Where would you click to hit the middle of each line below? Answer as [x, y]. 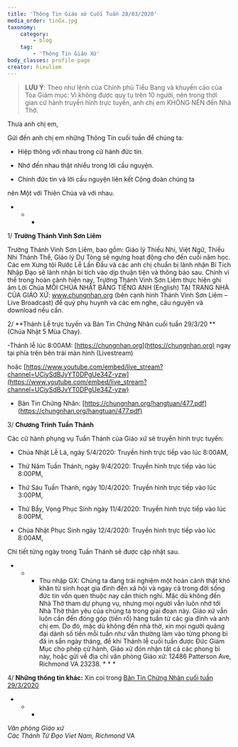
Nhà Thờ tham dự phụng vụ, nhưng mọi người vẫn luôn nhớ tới [130, 603]
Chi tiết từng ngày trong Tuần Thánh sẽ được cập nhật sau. [93, 551]
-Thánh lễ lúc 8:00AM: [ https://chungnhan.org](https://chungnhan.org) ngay [119, 345]
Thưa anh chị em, [33, 124]
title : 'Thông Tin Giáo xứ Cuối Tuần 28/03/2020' [82, 14]
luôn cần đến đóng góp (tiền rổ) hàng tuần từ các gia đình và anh [134, 618]
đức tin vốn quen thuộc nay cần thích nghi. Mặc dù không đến [130, 595]
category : [35, 34]
